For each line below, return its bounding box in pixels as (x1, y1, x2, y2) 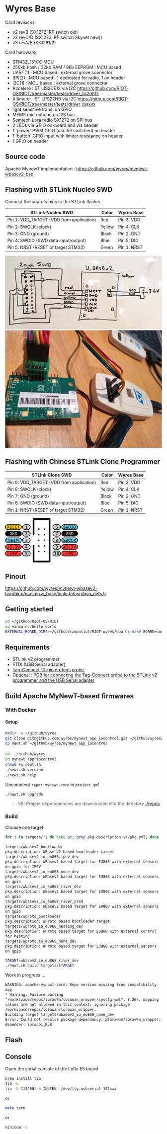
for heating (5, 934, 30, 939)
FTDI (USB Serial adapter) (12, 661, 66, 667)
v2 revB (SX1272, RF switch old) (12, 29, 78, 35)
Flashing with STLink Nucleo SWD (5, 185, 113, 194)
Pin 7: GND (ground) (7, 493, 49, 499)
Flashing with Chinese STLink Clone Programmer (5, 458, 161, 466)
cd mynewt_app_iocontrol (5, 757, 57, 762)
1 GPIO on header (12, 138, 49, 144)
